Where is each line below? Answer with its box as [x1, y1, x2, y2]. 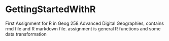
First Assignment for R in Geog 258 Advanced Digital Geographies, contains [5, 20, 164, 26]
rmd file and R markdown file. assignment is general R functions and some [5, 25, 161, 31]
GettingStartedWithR [5, 4, 96, 15]
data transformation [5, 31, 47, 37]
